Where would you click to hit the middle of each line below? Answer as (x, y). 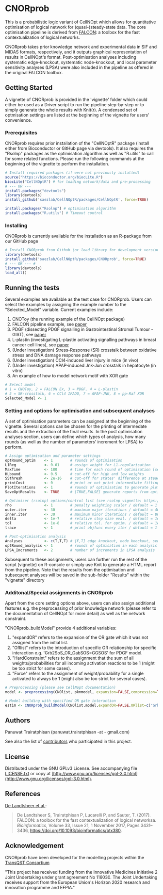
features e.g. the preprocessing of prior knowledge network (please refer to (81, 608)
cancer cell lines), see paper (41, 345)
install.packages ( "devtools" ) (36, 191)
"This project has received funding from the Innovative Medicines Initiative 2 (81, 872)
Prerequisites (21, 132)
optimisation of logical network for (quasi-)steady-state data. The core (76, 27)
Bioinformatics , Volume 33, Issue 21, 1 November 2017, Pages (78, 825)
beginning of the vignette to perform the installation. (57, 164)
